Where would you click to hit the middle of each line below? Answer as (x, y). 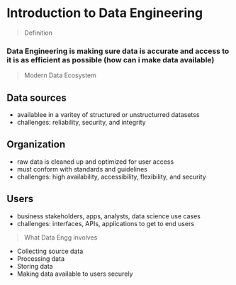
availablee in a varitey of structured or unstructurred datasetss (108, 115)
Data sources (36, 97)
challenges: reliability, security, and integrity (81, 123)
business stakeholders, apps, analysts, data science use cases (109, 216)
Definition (38, 33)
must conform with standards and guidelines (82, 169)
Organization (36, 144)
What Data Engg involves (61, 237)
